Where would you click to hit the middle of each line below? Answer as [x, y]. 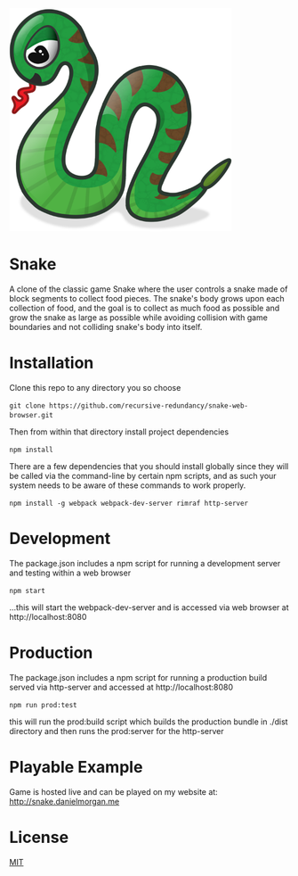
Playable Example [76, 767]
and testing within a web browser [70, 573]
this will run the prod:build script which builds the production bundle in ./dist [149, 722]
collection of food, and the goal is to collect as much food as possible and [145, 308]
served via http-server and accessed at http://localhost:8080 [121, 687]
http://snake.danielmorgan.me [64, 801]
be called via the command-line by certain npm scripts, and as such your [143, 475]
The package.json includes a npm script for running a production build [138, 677]
